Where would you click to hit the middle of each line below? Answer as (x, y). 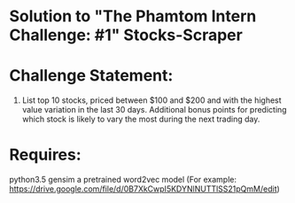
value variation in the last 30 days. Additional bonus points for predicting (154, 110)
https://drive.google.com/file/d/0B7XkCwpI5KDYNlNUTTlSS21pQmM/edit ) (145, 189)
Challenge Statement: (91, 76)
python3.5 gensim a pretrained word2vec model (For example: (123, 180)
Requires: (45, 155)
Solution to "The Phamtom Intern (133, 16)
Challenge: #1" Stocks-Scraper (126, 35)
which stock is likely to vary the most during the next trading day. (141, 119)
